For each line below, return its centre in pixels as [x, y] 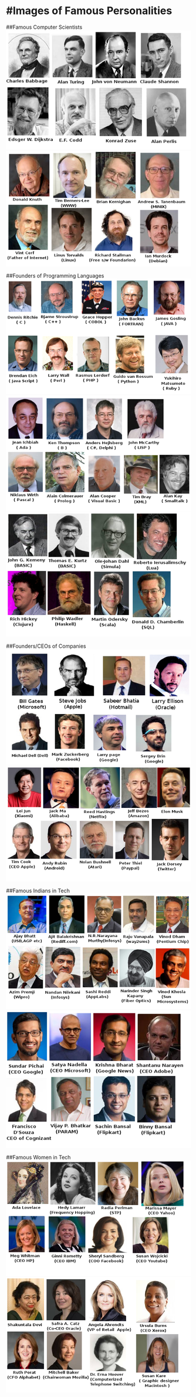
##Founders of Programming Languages [55, 276]
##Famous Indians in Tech [38, 891]
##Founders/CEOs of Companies [46, 646]
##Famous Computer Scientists [44, 27]
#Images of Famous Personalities [89, 11]
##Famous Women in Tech [38, 1157]
